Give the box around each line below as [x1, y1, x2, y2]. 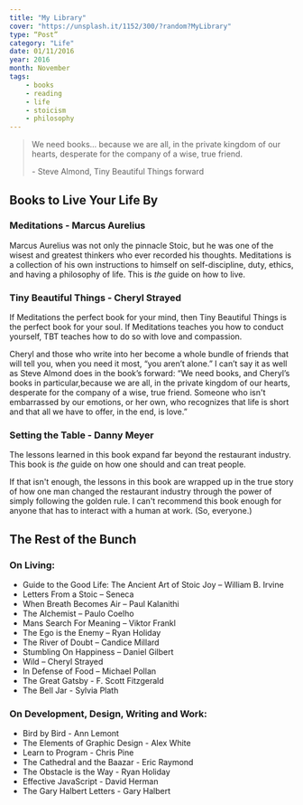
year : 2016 [9, 55, 50, 64]
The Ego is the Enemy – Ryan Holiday [22, 628, 161, 639]
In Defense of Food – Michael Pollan [22, 666, 157, 677]
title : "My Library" [9, 13, 87, 23]
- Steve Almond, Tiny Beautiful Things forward [31, 166, 205, 177]
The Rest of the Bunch [9, 531, 137, 547]
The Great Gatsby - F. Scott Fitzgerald [22, 676, 164, 687]
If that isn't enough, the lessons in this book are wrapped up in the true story [9, 477, 294, 488]
